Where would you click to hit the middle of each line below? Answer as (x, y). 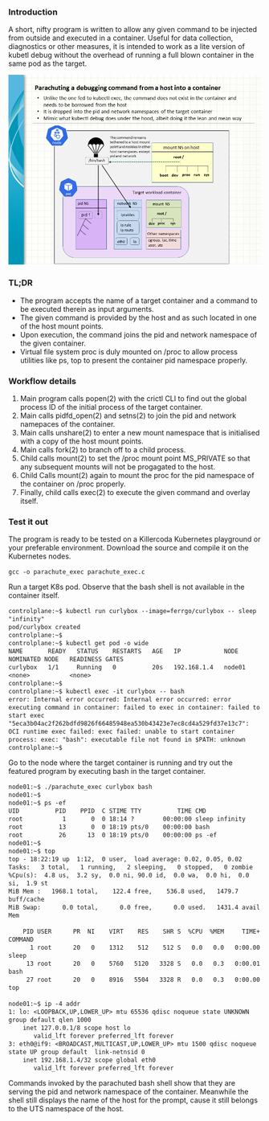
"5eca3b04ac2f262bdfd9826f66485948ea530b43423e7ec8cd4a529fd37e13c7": (129, 724)
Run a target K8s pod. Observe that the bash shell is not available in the (126, 587)
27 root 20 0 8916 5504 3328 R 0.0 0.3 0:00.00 (143, 980)
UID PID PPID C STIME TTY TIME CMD (107, 811)
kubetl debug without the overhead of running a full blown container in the (131, 55)
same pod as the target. (48, 63)
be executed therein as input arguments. (87, 309)
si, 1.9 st (28, 884)
